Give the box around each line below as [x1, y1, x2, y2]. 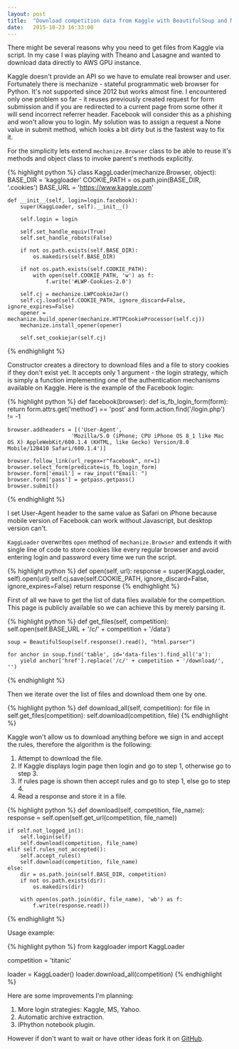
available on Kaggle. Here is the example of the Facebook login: [7, 383, 194, 392]
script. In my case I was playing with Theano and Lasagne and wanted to [7, 51, 221, 59]
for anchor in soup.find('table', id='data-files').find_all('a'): [7, 651, 212, 659]
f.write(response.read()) [33, 902, 110, 910]
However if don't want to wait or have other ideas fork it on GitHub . [7, 1034, 204, 1043]
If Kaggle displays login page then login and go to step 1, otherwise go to [17, 761, 231, 771]
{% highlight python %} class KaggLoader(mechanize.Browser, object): [7, 168, 217, 177]
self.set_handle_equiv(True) [20, 228, 107, 235]
